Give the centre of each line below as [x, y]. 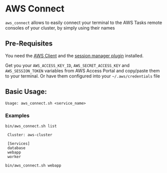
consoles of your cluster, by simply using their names [60, 27]
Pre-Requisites [29, 44]
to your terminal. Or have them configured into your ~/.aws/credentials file [82, 76]
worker [14, 156]
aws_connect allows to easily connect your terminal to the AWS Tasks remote [84, 22]
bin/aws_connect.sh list [31, 126]
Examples [17, 115]
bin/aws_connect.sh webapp [33, 165]
